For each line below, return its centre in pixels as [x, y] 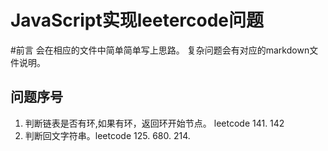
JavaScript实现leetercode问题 [137, 20]
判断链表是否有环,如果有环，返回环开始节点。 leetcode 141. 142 [154, 123]
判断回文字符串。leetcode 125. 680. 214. [107, 135]
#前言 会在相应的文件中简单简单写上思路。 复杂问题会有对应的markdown [160, 50]
